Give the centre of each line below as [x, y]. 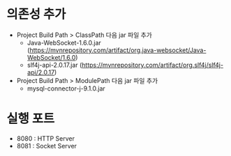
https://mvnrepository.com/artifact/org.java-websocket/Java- [118, 50]
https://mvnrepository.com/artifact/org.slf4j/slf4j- [153, 65]
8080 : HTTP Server [45, 138]
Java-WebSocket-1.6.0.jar [64, 42]
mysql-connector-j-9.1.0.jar [66, 88]
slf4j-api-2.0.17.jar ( [54, 65]
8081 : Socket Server [47, 146]
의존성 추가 [36, 14]
